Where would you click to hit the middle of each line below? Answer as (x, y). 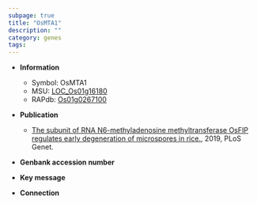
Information (40, 67)
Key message (42, 178)
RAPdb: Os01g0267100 (69, 100)
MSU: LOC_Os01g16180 (70, 91)
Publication (39, 115)
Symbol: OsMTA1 (59, 83)
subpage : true (32, 15)
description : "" (35, 30)
